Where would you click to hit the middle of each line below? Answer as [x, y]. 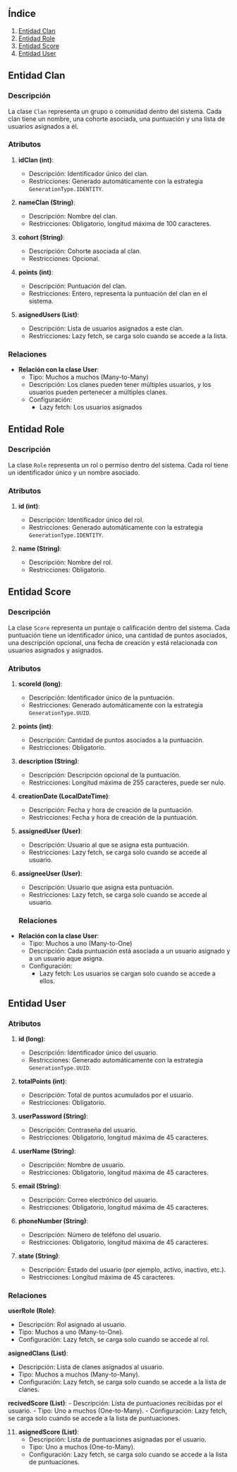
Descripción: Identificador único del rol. [86, 520]
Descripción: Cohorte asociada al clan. [85, 251]
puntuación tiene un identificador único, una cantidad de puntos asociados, [118, 635]
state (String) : [39, 1256]
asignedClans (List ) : [38, 1353]
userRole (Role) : [32, 1311]
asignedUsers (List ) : [49, 314]
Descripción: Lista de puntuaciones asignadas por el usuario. [117, 1439]
